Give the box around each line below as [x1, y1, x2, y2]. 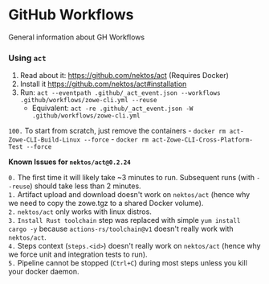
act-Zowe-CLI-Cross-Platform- [152, 136, 253, 144]
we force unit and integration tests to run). [8, 249, 148, 259]
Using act [8, 52, 47, 64]
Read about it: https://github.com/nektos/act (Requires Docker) [19, 71, 229, 80]
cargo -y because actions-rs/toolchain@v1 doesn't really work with [8, 224, 234, 234]
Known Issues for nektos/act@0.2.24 [8, 157, 131, 167]
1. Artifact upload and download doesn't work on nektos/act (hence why [8, 190, 251, 200]
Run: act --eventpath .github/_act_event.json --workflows [19, 88, 221, 97]
